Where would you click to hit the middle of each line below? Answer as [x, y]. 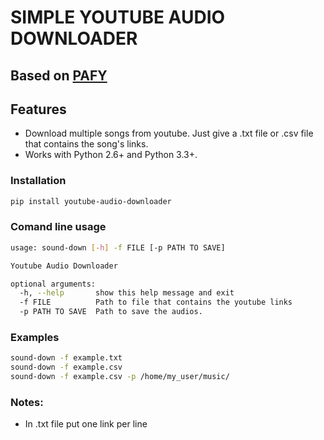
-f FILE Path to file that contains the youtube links [156, 302]
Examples [35, 338]
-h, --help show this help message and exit [127, 293]
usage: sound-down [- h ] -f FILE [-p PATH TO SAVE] [118, 247]
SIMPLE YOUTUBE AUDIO [118, 17]
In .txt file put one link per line [86, 424]
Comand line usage [58, 227]
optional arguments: [53, 284]
